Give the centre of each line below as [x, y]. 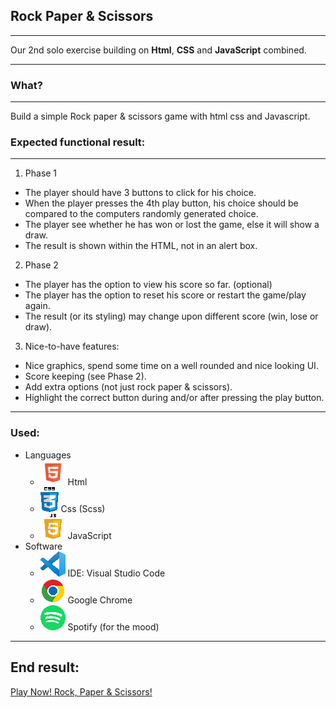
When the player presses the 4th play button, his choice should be [161, 203]
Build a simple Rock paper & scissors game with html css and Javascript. [160, 116]
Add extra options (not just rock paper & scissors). [128, 387]
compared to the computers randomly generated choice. [141, 214]
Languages [48, 455]
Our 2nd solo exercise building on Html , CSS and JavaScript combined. [158, 50]
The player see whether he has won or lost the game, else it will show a [172, 225]
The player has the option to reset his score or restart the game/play [165, 295]
